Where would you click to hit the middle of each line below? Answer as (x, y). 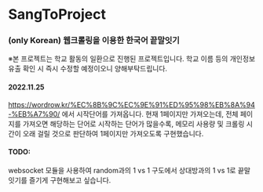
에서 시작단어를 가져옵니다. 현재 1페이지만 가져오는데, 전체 (150, 114)
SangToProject (57, 14)
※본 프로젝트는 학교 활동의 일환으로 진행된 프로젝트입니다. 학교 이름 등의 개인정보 (132, 59)
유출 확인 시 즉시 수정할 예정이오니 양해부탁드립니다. (88, 69)
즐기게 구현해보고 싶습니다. (70, 180)
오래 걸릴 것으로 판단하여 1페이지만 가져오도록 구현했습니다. (113, 133)
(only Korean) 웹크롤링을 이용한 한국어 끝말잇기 (94, 41)
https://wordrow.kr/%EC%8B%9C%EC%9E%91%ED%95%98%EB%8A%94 (131, 104)
